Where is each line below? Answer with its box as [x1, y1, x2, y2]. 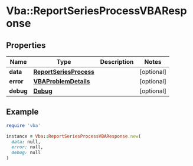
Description [100, 58, 134, 66]
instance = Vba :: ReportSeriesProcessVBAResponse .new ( [6, 133, 142, 139]
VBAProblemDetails [33, 77, 90, 85]
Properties [6, 40, 46, 50]
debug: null [11, 149, 41, 156]
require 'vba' [6, 122, 41, 128]
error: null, [11, 144, 44, 150]
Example [6, 107, 39, 117]
